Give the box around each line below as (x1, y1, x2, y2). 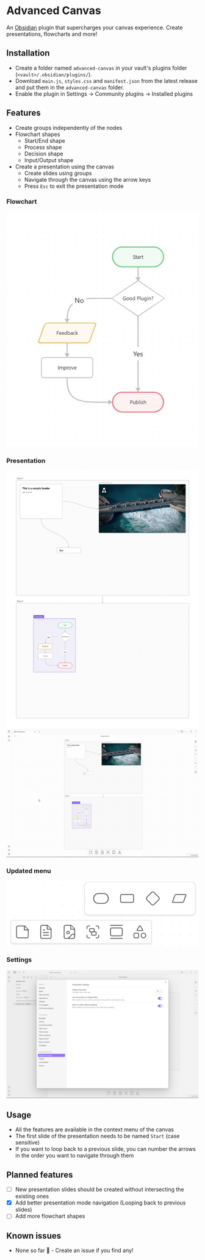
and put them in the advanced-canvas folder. (15, 84, 124, 91)
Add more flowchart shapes (15, 1212, 85, 1220)
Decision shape (24, 150, 63, 157)
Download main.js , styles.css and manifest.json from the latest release (15, 77, 198, 84)
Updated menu (6, 867, 51, 875)
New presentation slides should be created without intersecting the (15, 1186, 184, 1193)
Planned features (6, 1169, 73, 1180)
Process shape (24, 143, 62, 151)
